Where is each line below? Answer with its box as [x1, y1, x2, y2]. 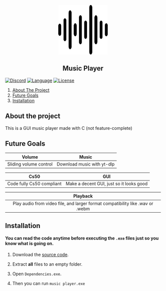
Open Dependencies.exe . [12, 271, 62, 277]
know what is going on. [5, 240, 54, 246]
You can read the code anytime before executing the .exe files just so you [5, 235, 159, 241]
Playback [73, 193, 93, 199]
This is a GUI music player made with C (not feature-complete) [5, 125, 132, 131]
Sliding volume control [7, 161, 53, 167]
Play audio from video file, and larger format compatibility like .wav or [12, 200, 154, 206]
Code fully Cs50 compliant [7, 181, 62, 187]
